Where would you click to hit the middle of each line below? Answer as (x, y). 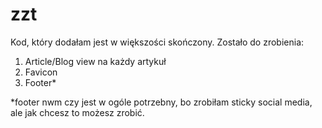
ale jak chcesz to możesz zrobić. (77, 112)
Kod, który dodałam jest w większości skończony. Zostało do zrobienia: (157, 42)
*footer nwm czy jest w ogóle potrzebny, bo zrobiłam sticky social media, (161, 102)
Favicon (41, 72)
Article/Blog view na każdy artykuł (95, 61)
